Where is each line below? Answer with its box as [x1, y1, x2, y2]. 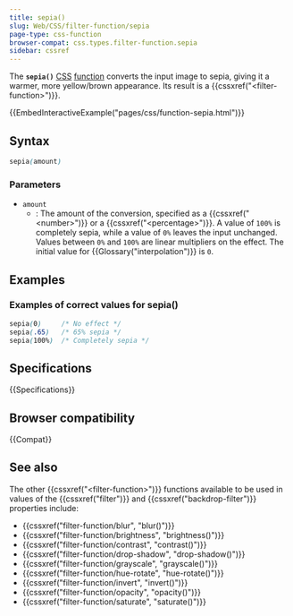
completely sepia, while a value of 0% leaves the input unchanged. [35, 227, 278, 238]
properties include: [9, 502, 79, 513]
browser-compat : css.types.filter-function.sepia [9, 38, 198, 47]
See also [9, 460, 58, 475]
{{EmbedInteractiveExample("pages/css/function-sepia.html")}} [9, 107, 246, 118]
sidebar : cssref [9, 47, 70, 56]
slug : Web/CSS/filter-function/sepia [9, 21, 150, 30]
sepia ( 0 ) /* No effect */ [9, 319, 122, 328]
